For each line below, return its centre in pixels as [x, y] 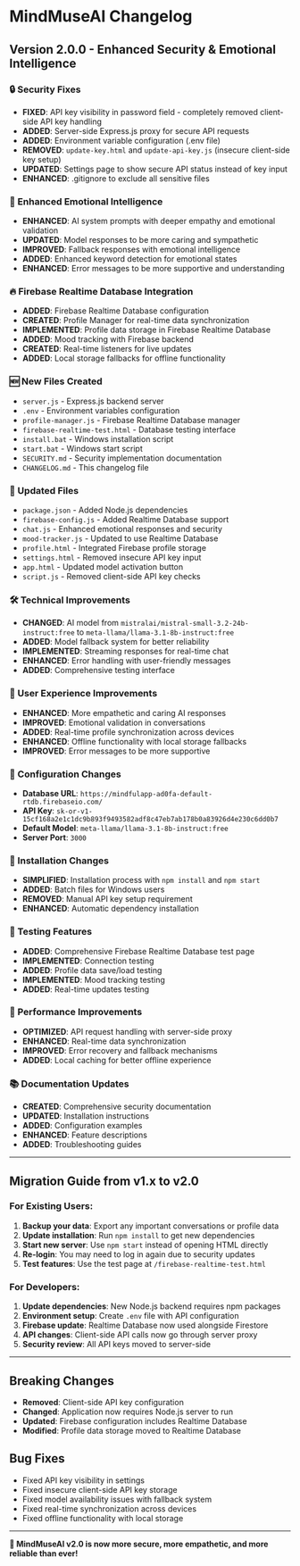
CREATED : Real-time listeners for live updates [107, 349]
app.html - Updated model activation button [103, 567]
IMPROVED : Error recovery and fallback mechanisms [120, 1050]
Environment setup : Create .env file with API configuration [130, 1316]
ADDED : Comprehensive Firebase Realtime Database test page [138, 951]
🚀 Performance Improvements [76, 1012]
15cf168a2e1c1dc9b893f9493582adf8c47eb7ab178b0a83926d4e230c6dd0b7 [150, 819]
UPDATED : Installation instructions [86, 1116]
